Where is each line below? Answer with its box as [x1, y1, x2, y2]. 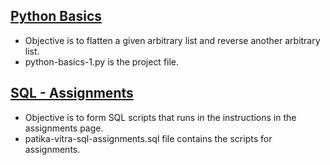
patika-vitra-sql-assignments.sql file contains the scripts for [24, 132, 273, 144]
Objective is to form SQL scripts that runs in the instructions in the [24, 111, 297, 123]
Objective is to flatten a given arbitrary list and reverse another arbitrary [24, 34, 321, 46]
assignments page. [24, 122, 104, 134]
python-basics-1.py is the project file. [24, 55, 180, 68]
